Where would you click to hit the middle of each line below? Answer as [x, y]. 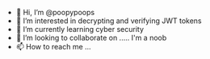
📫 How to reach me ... [53, 47]
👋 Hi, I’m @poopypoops [55, 12]
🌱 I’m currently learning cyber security [80, 29]
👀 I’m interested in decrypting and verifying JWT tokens [109, 21]
